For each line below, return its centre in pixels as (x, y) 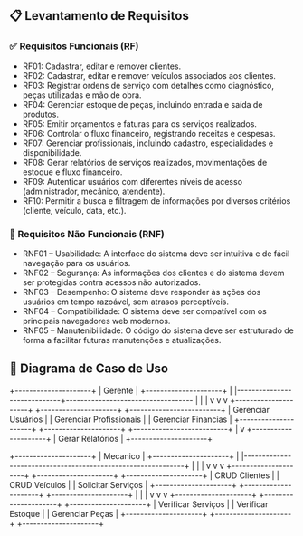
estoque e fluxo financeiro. (72, 172)
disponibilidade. (52, 152)
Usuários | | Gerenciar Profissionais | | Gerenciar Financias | (121, 419)
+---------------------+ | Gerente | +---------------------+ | (121, 390)
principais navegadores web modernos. (96, 321)
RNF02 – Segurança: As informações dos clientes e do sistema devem (153, 273)
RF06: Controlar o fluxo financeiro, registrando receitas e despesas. (149, 133)
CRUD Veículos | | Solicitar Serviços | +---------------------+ (123, 484)
